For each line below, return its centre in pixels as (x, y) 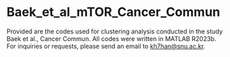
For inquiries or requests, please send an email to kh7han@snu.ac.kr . (106, 46)
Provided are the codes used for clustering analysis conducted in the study (115, 31)
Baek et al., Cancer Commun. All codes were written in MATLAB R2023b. (112, 38)
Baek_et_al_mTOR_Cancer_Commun (114, 12)
